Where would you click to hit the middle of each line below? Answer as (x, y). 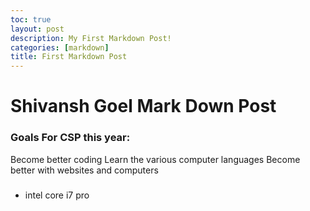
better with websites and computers (84, 170)
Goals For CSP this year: (70, 138)
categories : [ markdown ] (60, 47)
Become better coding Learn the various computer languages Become (155, 159)
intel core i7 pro (57, 195)
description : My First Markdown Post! (91, 38)
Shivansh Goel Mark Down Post (143, 106)
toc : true (31, 19)
